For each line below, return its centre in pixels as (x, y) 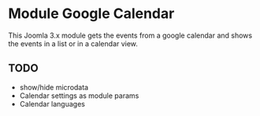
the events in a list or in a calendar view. (73, 43)
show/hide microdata (54, 87)
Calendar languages (52, 103)
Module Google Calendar (91, 14)
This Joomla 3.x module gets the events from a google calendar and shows (130, 35)
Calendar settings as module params (79, 96)
